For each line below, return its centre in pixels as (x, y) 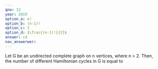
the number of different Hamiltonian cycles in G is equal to (64, 61)
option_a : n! (18, 19)
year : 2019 (16, 14)
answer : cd (16, 37)
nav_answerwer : (21, 42)
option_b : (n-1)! (23, 23)
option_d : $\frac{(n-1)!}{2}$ (36, 33)
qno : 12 (13, 10)
